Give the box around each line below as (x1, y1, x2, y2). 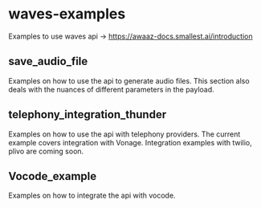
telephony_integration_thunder (8, 108, 167, 121)
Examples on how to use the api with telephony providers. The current (8, 129, 241, 139)
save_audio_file (8, 55, 88, 68)
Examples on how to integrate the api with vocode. (8, 190, 176, 201)
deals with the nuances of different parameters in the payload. (8, 84, 214, 94)
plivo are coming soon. (8, 146, 84, 156)
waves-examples (8, 5, 126, 23)
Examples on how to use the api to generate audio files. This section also (8, 75, 251, 85)
